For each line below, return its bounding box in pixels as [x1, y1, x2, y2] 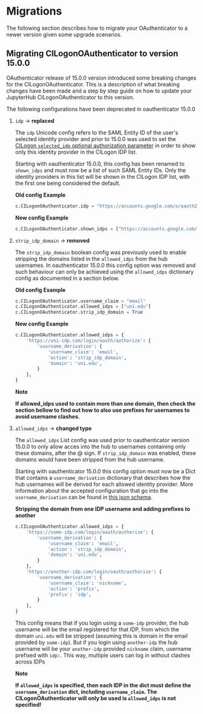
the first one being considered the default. [15, 179, 121, 187]
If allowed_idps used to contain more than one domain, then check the [15, 400, 196, 407]
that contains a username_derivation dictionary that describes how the [15, 474, 191, 481]
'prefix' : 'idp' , [47, 591, 92, 597]
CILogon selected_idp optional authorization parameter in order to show [15, 142, 196, 149]
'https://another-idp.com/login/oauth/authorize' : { [26, 569, 162, 575]
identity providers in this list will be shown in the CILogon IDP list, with [15, 173, 190, 180]
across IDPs [15, 658, 45, 665]
